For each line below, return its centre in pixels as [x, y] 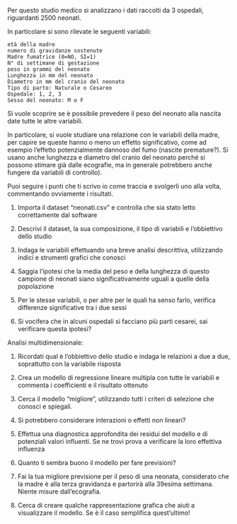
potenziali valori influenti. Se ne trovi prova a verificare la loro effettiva [120, 441]
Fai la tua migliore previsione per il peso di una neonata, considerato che [123, 476]
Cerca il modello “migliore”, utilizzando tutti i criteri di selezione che [116, 399]
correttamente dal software [57, 215]
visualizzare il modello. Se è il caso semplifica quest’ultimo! [104, 513]
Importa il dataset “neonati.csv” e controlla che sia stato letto [106, 207]
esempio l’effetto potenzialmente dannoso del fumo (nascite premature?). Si [118, 150]
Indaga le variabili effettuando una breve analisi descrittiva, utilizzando [120, 250]
